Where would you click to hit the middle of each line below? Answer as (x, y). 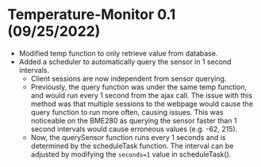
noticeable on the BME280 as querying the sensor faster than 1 (134, 120)
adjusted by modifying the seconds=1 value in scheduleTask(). (131, 154)
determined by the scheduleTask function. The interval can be (132, 146)
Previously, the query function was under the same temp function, (139, 87)
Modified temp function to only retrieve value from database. (118, 53)
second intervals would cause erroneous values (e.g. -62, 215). (134, 129)
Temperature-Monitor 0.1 (92, 15)
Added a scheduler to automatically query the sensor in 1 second (125, 62)
